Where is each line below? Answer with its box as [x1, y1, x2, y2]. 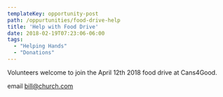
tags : [7, 36, 23, 43]
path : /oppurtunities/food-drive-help [7, 17, 121, 24]
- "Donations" [13, 50, 55, 57]
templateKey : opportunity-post [7, 10, 99, 17]
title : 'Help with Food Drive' [7, 23, 99, 30]
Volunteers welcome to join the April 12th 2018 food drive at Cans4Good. [7, 68, 217, 77]
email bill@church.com [7, 82, 74, 90]
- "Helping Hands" [13, 43, 68, 50]
